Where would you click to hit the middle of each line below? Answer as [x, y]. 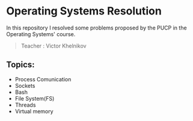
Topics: [20, 65]
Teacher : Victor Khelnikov [54, 46]
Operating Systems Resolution [84, 11]
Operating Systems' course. [41, 34]
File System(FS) [35, 98]
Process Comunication [43, 79]
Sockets [25, 85]
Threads [25, 105]
